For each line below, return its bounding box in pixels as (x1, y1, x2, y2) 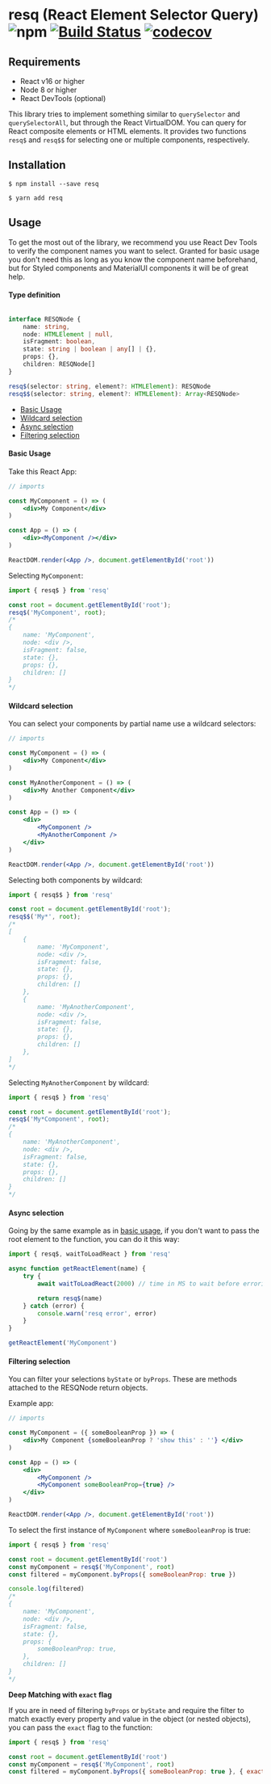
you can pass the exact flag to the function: (8, 1723, 153, 1732)
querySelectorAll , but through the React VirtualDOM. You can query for (8, 118, 247, 127)
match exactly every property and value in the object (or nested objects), (8, 1714, 252, 1723)
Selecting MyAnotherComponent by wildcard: (8, 1077, 149, 1088)
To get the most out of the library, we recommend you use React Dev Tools (8, 237, 258, 247)
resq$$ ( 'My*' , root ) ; (8, 913, 81, 921)
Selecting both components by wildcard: (8, 875, 143, 885)
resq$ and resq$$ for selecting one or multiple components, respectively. (8, 135, 250, 145)
